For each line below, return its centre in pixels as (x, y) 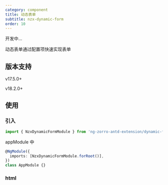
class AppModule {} (25, 165)
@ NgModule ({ (17, 151)
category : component (27, 10)
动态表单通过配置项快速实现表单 (38, 49)
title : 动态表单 (20, 14)
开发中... (14, 38)
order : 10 (15, 24)
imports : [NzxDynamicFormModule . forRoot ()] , (57, 156)
